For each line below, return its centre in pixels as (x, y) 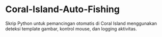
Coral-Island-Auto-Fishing (62, 9)
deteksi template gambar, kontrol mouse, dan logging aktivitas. (71, 28)
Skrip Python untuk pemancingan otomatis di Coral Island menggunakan (81, 23)
